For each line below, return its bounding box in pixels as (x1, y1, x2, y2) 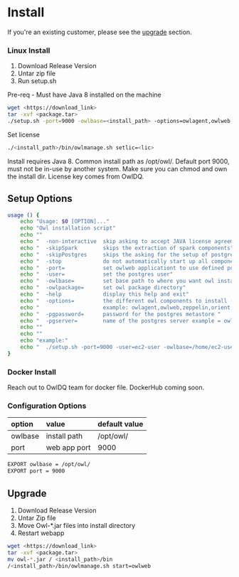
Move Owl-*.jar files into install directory (17, 521, 136, 529)
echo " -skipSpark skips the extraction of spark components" (20, 244, 234, 252)
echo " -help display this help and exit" (20, 291, 190, 298)
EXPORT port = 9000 (7, 468, 65, 475)
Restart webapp (17, 529, 65, 537)
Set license (7, 130, 41, 139)
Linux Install (7, 45, 51, 55)
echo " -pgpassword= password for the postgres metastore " (20, 311, 221, 318)
